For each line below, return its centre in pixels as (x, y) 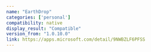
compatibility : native (34, 23)
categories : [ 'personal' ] (38, 17)
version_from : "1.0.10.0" (38, 34)
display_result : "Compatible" (44, 28)
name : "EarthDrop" (29, 12)
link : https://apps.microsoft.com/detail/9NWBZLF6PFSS (76, 39)
